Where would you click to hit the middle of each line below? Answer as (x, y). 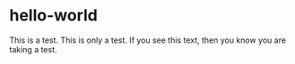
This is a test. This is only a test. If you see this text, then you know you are (148, 40)
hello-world (54, 16)
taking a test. (33, 49)
